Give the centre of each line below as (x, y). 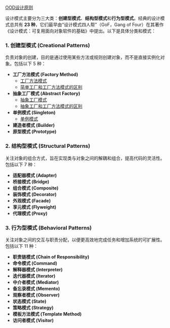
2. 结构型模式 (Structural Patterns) (48, 146)
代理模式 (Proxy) (30, 213)
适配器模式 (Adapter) (35, 175)
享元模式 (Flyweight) (34, 207)
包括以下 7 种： (21, 165)
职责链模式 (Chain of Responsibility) (51, 257)
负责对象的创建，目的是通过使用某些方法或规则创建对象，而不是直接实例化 (83, 57)
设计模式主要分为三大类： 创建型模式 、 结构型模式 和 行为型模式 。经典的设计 (83, 18)
